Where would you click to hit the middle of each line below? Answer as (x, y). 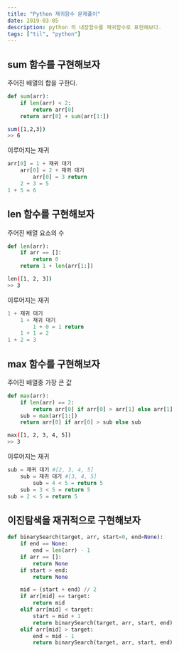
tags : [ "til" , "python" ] (44, 34)
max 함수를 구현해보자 (54, 364)
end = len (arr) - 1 (62, 550)
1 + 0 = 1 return (58, 327)
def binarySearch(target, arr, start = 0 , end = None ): (85, 537)
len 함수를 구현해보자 (51, 214)
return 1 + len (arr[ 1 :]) (57, 266)
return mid (49, 603)
